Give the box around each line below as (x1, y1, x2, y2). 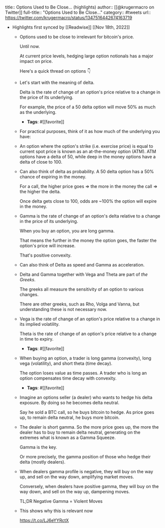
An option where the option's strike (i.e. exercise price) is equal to (19, 143, 154, 149)
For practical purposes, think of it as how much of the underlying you (19, 129, 160, 134)
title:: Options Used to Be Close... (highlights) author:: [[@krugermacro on (5, 4, 154, 10)
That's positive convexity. (19, 252, 72, 258)
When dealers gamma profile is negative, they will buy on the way (19, 469, 154, 474)
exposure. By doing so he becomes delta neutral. (19, 400, 120, 405)
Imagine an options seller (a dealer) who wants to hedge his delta (19, 395, 153, 400)
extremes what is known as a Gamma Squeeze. (19, 435, 116, 440)
